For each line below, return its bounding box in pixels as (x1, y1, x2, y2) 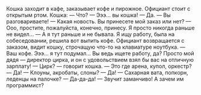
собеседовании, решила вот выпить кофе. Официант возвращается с (6, 37, 185, 44)
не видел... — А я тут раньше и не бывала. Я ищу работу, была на (6, 31, 175, 38)
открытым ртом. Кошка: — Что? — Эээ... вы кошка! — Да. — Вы (6, 11, 171, 19)
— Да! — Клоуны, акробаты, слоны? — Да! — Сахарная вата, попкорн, (6, 69, 188, 76)
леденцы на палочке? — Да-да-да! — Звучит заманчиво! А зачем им (6, 75, 184, 82)
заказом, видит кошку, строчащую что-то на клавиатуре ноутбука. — (6, 43, 185, 51)
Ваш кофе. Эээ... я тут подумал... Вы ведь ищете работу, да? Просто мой (6, 50, 194, 57)
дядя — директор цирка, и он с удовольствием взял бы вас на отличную (6, 57, 194, 63)
